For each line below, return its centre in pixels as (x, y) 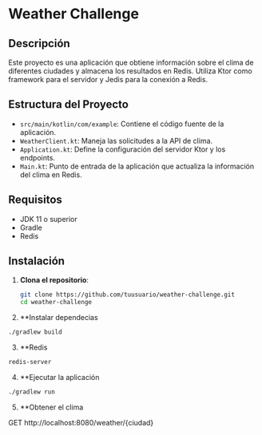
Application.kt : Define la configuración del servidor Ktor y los (123, 149)
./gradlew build (35, 332)
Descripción (39, 43)
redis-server (30, 362)
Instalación (37, 261)
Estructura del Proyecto (69, 105)
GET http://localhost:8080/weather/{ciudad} (81, 422)
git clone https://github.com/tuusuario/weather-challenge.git (127, 295)
